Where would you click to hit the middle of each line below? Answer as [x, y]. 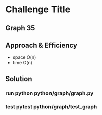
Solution [19, 79]
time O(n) [22, 63]
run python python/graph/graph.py [49, 93]
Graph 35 [20, 28]
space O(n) [24, 57]
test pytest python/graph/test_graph [51, 106]
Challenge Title [38, 9]
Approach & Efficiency [41, 45]
